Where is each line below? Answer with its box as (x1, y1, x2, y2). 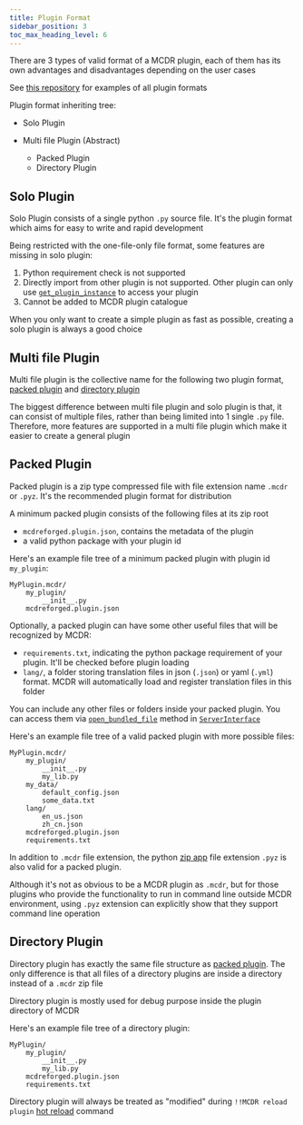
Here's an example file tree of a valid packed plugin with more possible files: (9, 731, 295, 742)
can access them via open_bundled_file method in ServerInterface (9, 712, 261, 723)
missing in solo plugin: (9, 250, 93, 261)
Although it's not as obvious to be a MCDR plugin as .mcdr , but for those (9, 879, 279, 890)
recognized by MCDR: (9, 629, 93, 641)
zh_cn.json (42, 820, 83, 829)
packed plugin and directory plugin (9, 383, 141, 394)
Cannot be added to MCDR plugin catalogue (22, 296, 189, 307)
